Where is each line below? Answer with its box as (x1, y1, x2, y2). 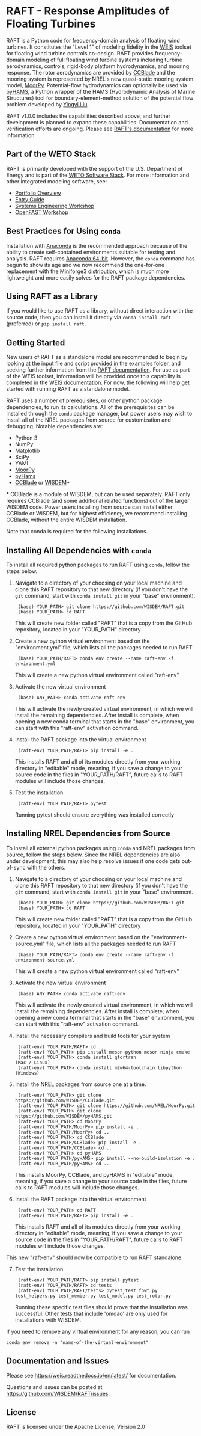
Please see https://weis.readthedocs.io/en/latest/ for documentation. (6, 1372, 177, 1379)
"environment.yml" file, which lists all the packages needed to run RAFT (14, 644, 193, 651)
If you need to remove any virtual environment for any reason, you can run (6, 1328, 190, 1335)
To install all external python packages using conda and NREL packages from (6, 844, 196, 851)
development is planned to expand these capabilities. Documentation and (6, 118, 188, 126)
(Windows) (14, 1070, 40, 1076)
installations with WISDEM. (14, 1316, 82, 1324)
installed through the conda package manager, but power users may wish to (6, 410, 193, 417)
